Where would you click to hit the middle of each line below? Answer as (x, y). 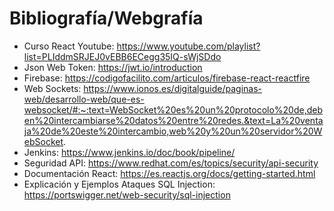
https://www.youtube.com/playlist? (188, 46)
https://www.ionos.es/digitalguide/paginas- (173, 88)
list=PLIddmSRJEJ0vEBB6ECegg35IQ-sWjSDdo (122, 56)
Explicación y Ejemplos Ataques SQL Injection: (119, 184)
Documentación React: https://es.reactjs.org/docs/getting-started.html (169, 173)
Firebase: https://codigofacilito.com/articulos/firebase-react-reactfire (167, 78)
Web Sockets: (52, 88)
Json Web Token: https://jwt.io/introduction (113, 67)
